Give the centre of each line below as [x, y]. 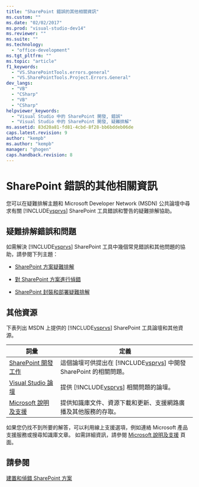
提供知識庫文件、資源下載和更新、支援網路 [120, 402]
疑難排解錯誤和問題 [41, 231]
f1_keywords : [22, 67]
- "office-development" [41, 50]
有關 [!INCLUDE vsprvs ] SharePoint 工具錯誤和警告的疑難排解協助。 [93, 211]
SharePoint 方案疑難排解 [44, 267]
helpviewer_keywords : [33, 111]
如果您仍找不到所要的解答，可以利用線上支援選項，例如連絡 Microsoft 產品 [97, 427]
